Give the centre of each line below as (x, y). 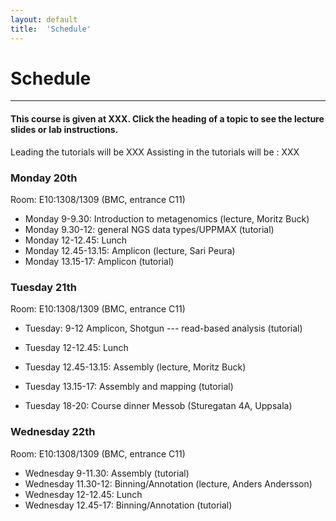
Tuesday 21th (43, 287)
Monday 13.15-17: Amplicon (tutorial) (99, 261)
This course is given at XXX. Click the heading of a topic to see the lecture (167, 119)
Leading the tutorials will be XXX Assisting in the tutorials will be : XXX (155, 152)
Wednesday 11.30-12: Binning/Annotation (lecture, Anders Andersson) (168, 483)
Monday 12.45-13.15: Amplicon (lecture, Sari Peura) (130, 250)
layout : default (44, 19)
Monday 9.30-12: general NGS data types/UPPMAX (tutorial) (149, 229)
